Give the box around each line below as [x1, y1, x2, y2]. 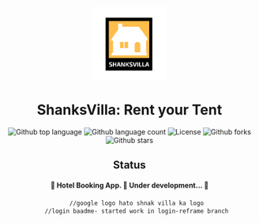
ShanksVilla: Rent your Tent [36, 101, 223, 119]
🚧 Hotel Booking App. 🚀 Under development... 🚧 [50, 180, 209, 190]
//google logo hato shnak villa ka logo [69, 199, 205, 207]
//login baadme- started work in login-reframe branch [44, 207, 229, 215]
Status [112, 158, 147, 172]
